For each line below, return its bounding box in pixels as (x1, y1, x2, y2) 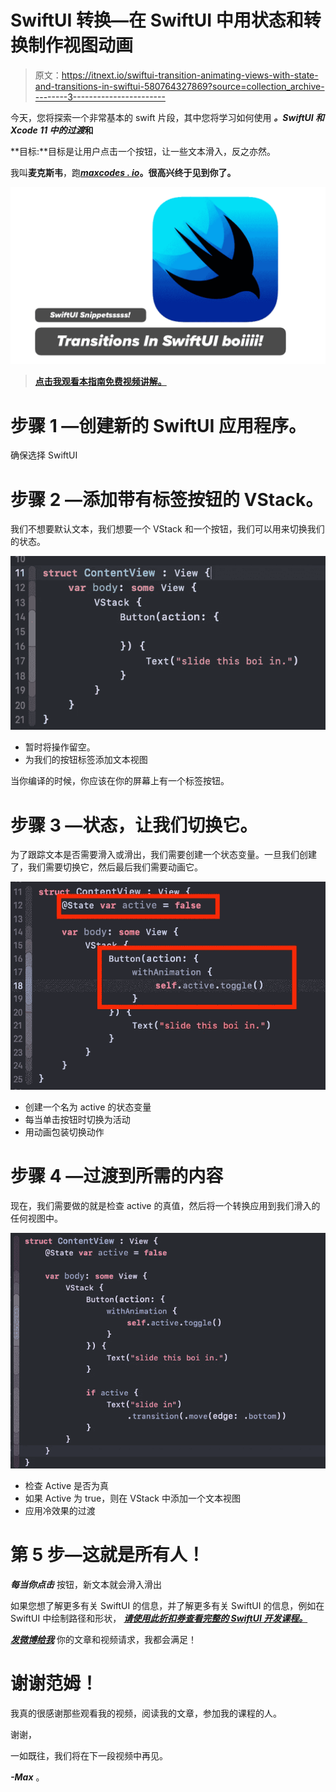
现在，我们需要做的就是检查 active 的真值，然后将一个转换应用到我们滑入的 (10, 1199, 321, 1211)
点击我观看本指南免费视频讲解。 (34, 376, 167, 388)
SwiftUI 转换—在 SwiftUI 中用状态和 (10, 9, 304, 32)
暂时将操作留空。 (24, 741, 96, 753)
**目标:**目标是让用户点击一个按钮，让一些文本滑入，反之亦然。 (10, 145, 277, 157)
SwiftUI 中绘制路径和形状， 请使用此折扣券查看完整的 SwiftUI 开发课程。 (10, 1612, 308, 1624)
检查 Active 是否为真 (24, 1479, 110, 1491)
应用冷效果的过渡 (24, 1504, 96, 1516)
